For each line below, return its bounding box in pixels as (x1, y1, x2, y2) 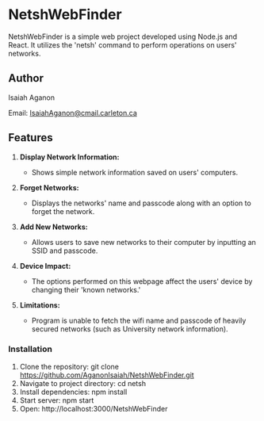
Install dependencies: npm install (19, 387, 128, 396)
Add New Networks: (19, 222, 89, 232)
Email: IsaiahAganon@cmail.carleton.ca (8, 108, 137, 117)
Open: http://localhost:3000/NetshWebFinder (19, 404, 168, 413)
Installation (8, 343, 53, 354)
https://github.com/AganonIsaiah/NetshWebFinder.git (19, 370, 194, 380)
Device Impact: (19, 261, 71, 270)
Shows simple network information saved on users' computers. (31, 167, 239, 177)
